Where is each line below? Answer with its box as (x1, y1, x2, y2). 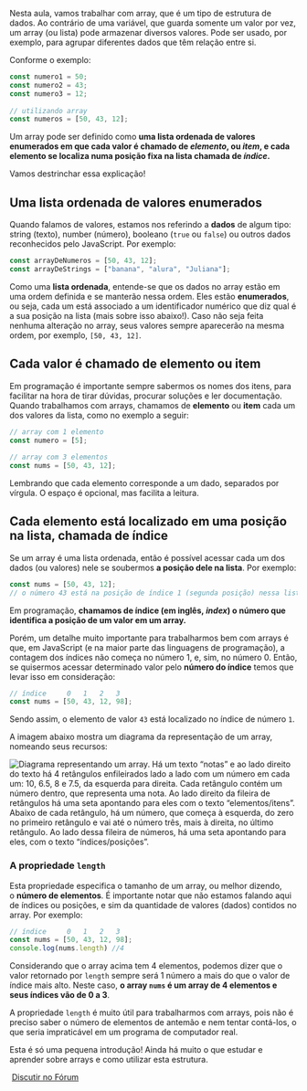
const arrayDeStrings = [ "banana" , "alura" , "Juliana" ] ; (9, 264, 231, 273)
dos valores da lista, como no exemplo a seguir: (9, 409, 189, 420)
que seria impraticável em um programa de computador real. (9, 1027, 238, 1038)
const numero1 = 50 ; (9, 72, 89, 81)
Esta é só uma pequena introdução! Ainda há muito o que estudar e (9, 1044, 263, 1055)
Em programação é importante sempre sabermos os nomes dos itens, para (9, 380, 292, 391)
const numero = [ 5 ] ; (9, 436, 89, 445)
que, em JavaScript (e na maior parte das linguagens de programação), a (9, 641, 285, 652)
